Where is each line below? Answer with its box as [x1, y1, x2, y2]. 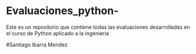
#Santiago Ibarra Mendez [6, 41, 67, 48]
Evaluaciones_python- [6, 4, 119, 18]
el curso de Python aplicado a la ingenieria [6, 29, 109, 36]
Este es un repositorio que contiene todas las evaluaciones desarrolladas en [6, 23, 190, 31]
